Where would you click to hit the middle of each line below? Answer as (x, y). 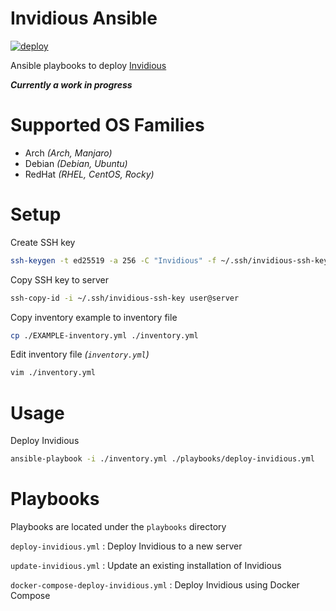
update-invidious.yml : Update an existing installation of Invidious (146, 566)
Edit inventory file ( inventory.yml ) (80, 354)
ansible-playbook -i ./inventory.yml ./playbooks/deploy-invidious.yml (162, 459)
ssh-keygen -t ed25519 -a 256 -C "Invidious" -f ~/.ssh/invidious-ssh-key (169, 260)
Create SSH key (43, 242)
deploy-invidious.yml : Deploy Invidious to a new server (126, 546)
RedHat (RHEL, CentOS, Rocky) (89, 174)
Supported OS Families (107, 125)
